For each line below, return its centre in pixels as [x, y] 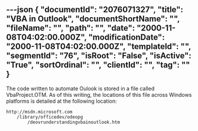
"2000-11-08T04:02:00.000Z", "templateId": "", [98, 47]
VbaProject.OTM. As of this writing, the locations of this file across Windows [99, 94]
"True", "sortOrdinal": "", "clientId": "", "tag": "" [98, 65]
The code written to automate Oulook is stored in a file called [80, 89]
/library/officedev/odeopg [50, 117]
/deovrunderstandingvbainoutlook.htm [74, 122]
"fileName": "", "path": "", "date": [71, 28]
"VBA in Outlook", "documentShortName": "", [93, 19]
